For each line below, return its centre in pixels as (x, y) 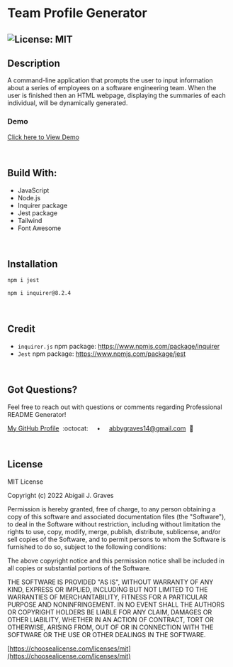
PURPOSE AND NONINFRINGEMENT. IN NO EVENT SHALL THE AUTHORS (116, 604)
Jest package (38, 213)
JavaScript (33, 190)
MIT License (25, 482)
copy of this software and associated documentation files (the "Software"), (117, 516)
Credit (21, 329)
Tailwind (30, 220)
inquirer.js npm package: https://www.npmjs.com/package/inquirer (119, 346)
